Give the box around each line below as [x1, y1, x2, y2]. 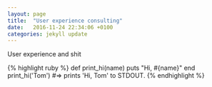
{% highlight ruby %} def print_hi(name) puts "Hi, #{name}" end [7, 63, 196, 72]
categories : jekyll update [7, 30, 88, 38]
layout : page [7, 10, 46, 18]
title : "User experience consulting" [7, 17, 123, 24]
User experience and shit [7, 50, 82, 58]
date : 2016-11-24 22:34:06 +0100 [7, 24, 113, 31]
